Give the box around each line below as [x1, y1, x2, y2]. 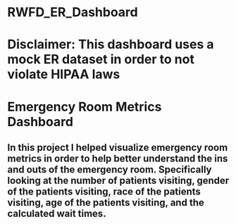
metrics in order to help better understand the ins [7, 152, 228, 164]
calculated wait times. [7, 207, 107, 219]
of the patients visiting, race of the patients [7, 185, 201, 197]
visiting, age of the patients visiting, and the [7, 197, 204, 209]
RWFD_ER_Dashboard [7, 4, 139, 20]
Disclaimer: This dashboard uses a [7, 37, 214, 53]
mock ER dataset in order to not [7, 51, 195, 68]
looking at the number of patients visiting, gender [7, 174, 230, 187]
